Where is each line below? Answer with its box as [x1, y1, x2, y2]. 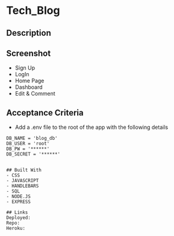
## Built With [6, 167, 42, 173]
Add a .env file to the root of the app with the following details [14, 123, 169, 131]
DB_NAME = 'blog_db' [6, 136, 58, 142]
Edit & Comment [14, 90, 55, 97]
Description [6, 28, 51, 38]
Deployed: [6, 215, 31, 221]
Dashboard [14, 84, 43, 91]
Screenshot [6, 48, 51, 58]
